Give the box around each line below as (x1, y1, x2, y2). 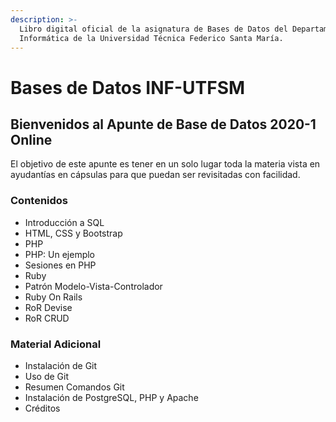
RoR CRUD (24, 312, 70, 324)
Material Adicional (10, 337, 102, 351)
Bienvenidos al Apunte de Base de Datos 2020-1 (10, 116, 317, 133)
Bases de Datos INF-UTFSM (10, 76, 246, 99)
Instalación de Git (24, 359, 98, 371)
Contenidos (10, 194, 69, 208)
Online (10, 131, 53, 148)
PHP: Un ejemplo (24, 248, 96, 260)
